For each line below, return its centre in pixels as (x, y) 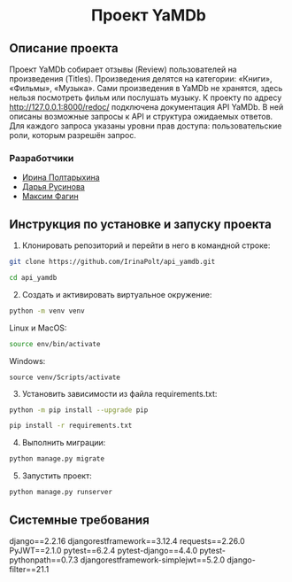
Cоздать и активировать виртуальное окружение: (117, 294)
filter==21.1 (29, 569)
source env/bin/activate (55, 344)
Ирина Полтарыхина (61, 177)
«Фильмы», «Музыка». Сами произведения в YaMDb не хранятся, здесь (146, 88)
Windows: (27, 361)
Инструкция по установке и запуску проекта (140, 224)
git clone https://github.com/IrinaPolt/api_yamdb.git (112, 262)
